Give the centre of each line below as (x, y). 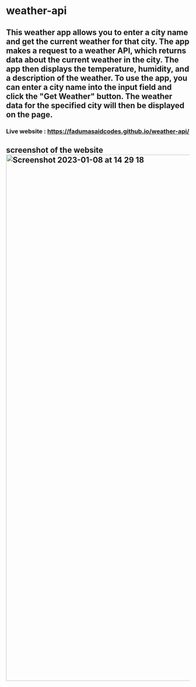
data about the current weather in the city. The (92, 60)
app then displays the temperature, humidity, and (98, 69)
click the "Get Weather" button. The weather (89, 96)
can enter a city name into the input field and (89, 87)
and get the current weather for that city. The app (98, 41)
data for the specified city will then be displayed (95, 106)
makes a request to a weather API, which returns (96, 51)
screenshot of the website (55, 150)
